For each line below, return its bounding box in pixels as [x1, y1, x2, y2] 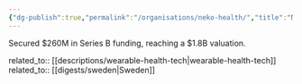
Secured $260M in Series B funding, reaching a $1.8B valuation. [8, 38, 246, 48]
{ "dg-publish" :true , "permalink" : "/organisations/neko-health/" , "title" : [8, 13, 288, 22]
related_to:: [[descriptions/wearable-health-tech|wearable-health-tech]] [8, 55, 277, 65]
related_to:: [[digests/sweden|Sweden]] [8, 64, 155, 75]
